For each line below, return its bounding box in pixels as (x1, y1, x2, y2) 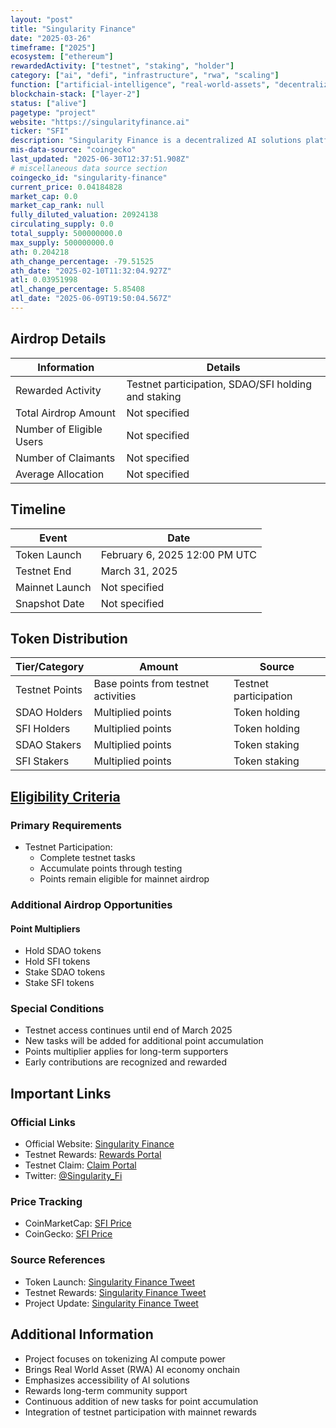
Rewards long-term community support (24, 1384, 188, 1396)
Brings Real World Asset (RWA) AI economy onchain (24, 1363, 240, 1375)
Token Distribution (10, 630, 128, 647)
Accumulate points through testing (39, 862, 183, 874)
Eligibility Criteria (10, 788, 121, 805)
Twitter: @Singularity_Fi (24, 1170, 123, 1182)
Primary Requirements (10, 818, 122, 832)
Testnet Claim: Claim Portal (24, 1159, 137, 1171)
